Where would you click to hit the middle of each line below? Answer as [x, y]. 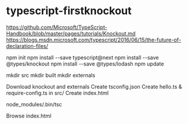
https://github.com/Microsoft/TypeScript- [57, 27]
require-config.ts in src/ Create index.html [57, 93]
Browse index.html [29, 116]
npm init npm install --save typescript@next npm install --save [82, 57]
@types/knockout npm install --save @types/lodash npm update [85, 64]
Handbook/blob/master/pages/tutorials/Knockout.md [71, 33]
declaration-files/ [27, 46]
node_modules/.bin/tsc [34, 104]
